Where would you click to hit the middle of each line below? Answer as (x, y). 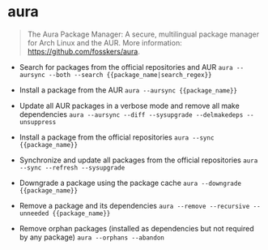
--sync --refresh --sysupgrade (72, 168)
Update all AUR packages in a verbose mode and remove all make (129, 106)
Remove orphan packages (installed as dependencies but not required (136, 228)
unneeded (34, 213)
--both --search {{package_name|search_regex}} (130, 75)
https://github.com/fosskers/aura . (84, 51)
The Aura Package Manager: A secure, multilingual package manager (143, 34)
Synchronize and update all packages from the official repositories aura (138, 160)
